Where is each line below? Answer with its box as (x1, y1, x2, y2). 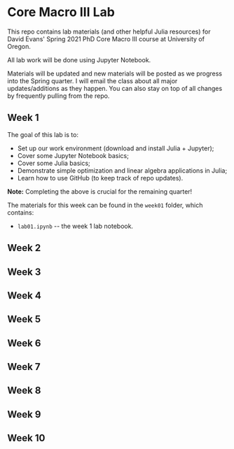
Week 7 (7, 361, 41, 373)
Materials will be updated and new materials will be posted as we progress (7, 69, 223, 78)
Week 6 (7, 337, 41, 349)
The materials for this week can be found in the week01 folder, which (7, 201, 203, 209)
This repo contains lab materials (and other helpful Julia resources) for (7, 27, 211, 36)
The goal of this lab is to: (7, 130, 79, 138)
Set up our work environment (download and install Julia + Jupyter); (17, 144, 214, 152)
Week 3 (7, 266, 41, 278)
